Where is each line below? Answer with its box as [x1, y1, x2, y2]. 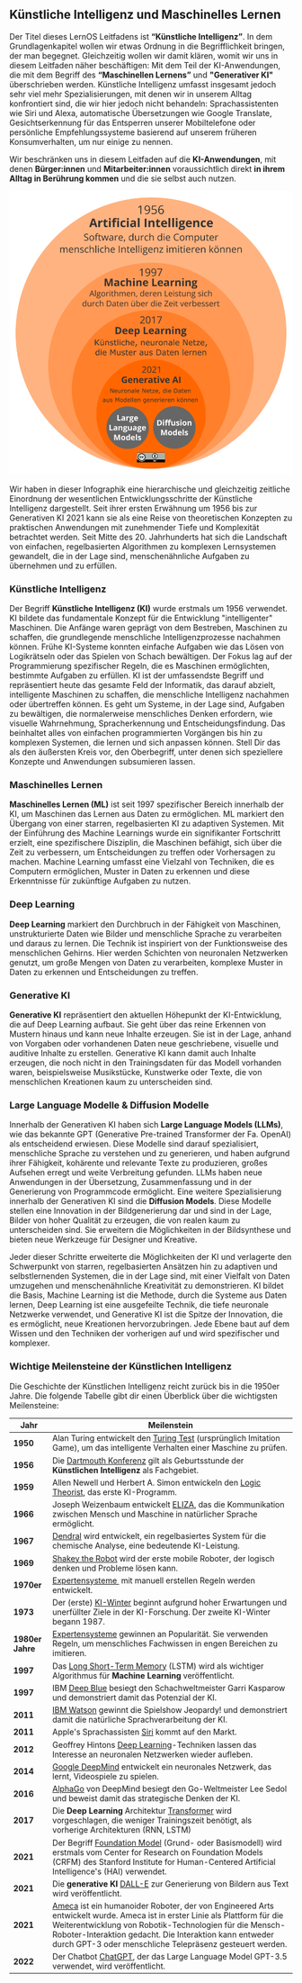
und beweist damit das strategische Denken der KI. [52, 1793, 241, 1804]
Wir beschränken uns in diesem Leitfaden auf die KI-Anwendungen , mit [9, 153, 277, 165]
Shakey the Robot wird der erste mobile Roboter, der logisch [52, 1553, 275, 1563]
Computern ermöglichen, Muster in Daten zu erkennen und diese [9, 866, 250, 877]
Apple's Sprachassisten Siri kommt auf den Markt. [52, 1726, 237, 1737]
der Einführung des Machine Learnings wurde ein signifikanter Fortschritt [9, 828, 281, 838]
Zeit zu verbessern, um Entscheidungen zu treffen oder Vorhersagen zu [9, 847, 276, 858]
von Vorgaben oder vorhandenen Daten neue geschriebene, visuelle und [9, 1038, 279, 1048]
